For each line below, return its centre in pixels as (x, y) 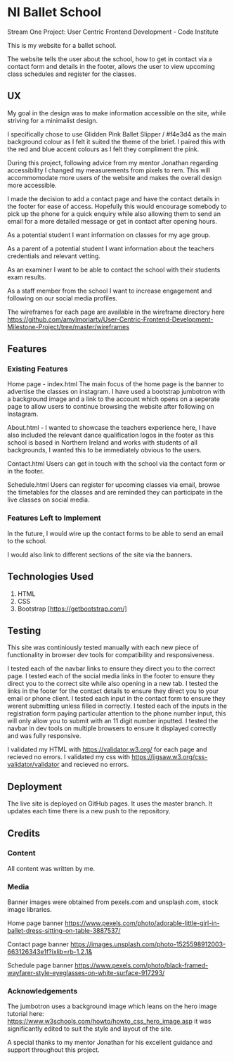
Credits (24, 833)
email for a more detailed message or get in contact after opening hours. (112, 221)
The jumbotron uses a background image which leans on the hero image (112, 1006)
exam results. (27, 277)
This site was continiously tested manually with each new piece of (103, 647)
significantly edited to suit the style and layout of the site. (90, 1029)
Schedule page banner (40, 965)
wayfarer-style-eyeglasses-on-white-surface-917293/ (86, 973)
